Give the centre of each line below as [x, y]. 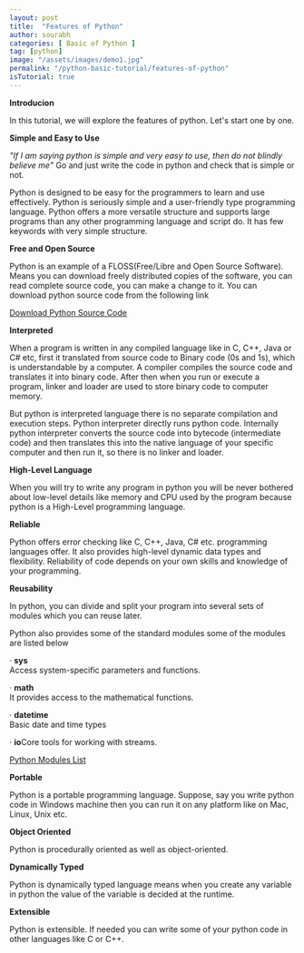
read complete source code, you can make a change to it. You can [133, 285]
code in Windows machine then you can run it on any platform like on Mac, [149, 804]
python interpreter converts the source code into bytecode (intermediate [145, 433]
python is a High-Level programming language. [98, 506]
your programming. [45, 570]
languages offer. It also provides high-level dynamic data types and [135, 551]
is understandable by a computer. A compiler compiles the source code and [151, 367]
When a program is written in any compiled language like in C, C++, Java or [151, 348]
